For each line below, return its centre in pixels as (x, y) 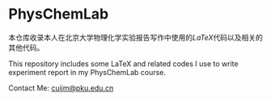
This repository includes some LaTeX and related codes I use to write (123, 63)
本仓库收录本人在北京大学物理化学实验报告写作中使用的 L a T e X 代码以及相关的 (135, 37)
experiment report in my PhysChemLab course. (87, 72)
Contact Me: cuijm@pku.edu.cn (61, 88)
